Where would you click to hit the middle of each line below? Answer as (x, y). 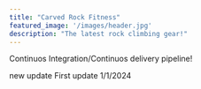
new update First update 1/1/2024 (70, 76)
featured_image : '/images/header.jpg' (81, 26)
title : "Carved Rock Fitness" (65, 17)
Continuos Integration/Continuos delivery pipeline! (101, 59)
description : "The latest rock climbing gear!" (99, 33)
